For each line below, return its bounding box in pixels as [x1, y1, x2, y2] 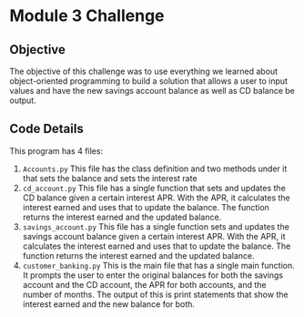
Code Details [9, 121, 84, 137]
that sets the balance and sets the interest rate [22, 172, 198, 183]
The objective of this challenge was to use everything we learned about [9, 66, 279, 77]
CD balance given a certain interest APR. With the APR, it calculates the [22, 192, 291, 203]
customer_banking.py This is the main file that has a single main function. [22, 260, 296, 271]
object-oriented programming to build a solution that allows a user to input [9, 76, 289, 87]
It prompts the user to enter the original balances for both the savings [22, 270, 284, 281]
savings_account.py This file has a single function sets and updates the [22, 220, 289, 232]
